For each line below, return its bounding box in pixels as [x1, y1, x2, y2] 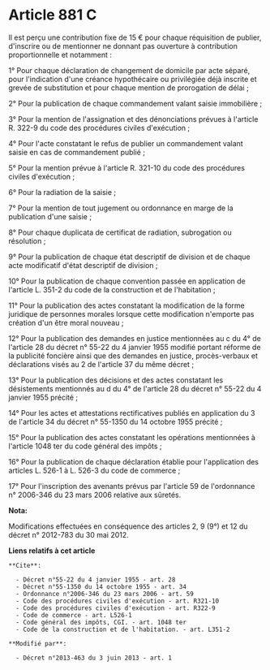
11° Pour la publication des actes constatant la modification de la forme [8, 300, 246, 310]
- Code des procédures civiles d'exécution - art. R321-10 [15, 597, 220, 605]
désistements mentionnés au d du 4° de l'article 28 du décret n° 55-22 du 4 [8, 383, 262, 393]
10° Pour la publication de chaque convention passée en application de [8, 276, 246, 286]
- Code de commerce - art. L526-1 [15, 611, 132, 619]
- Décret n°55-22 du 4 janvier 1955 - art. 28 [15, 575, 176, 584]
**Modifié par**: [8, 639, 67, 647]
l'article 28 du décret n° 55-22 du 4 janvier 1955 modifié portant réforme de [8, 342, 261, 352]
